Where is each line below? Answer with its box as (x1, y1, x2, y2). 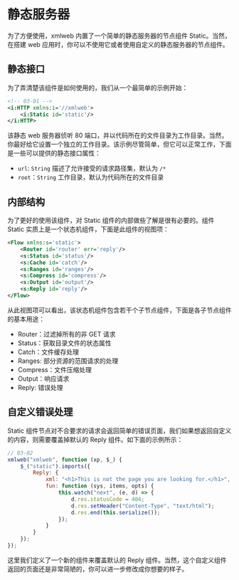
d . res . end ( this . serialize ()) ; (70, 509, 161, 516)
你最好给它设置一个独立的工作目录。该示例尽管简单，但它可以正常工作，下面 (7, 140, 232, 149)
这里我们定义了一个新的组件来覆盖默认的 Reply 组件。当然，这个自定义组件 (7, 556, 227, 564)
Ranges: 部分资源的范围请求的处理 (17, 357, 119, 365)
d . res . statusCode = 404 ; (70, 495, 144, 502)
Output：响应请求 (17, 374, 70, 383)
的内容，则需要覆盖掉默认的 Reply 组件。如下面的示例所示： (7, 435, 184, 443)
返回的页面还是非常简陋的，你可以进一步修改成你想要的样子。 (7, 564, 188, 573)
